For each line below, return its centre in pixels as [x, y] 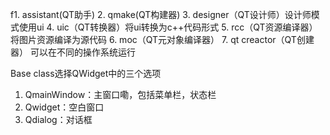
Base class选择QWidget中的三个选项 [86, 73]
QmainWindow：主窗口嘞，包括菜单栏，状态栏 [120, 94]
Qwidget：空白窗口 [64, 107]
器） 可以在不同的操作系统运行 [73, 52]
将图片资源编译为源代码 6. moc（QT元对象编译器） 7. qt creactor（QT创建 [162, 39]
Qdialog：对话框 [58, 119]
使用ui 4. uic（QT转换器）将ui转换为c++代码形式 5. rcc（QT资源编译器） [168, 27]
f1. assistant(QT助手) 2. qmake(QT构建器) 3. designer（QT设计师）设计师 [161, 14]
